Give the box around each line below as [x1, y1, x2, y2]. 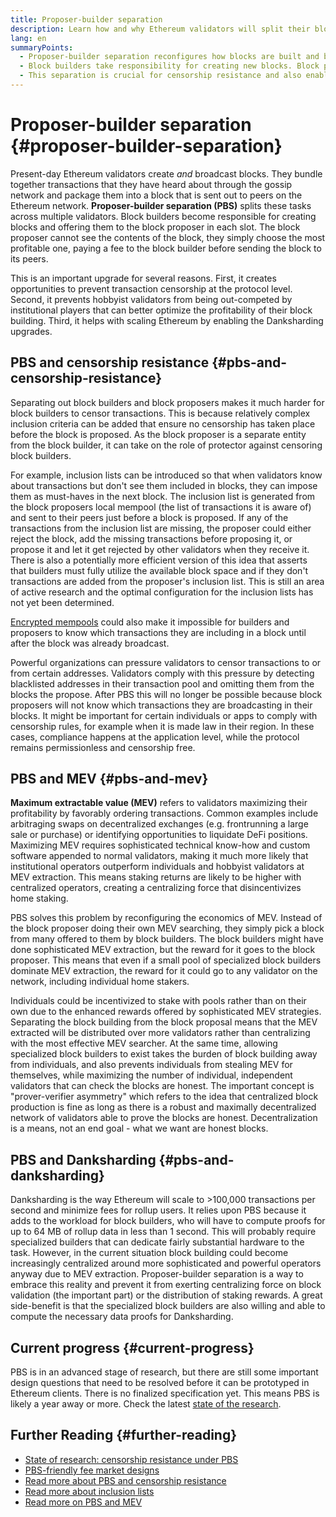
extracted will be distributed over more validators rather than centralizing [10, 1027, 311, 1039]
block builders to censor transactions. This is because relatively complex [10, 407, 311, 419]
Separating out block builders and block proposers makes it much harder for [10, 396, 325, 408]
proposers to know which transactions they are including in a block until [10, 626, 307, 638]
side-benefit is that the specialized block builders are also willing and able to [10, 1300, 326, 1312]
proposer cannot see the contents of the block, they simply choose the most [10, 231, 326, 243]
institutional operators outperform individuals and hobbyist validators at [10, 861, 305, 873]
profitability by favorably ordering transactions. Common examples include [10, 807, 319, 820]
